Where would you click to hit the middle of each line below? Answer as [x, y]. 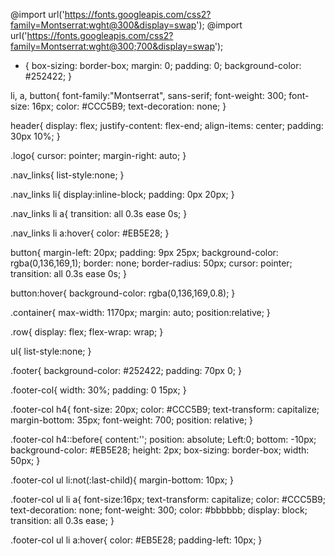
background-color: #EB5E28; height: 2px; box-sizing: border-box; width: [160, 450]
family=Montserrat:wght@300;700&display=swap [112, 46]
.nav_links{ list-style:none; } [67, 175]
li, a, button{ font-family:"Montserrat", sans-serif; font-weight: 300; [148, 95]
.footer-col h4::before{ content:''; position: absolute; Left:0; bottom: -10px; [163, 439]
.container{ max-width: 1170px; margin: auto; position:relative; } [140, 312]
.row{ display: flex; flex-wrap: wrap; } [87, 332]
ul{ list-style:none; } [51, 351]
